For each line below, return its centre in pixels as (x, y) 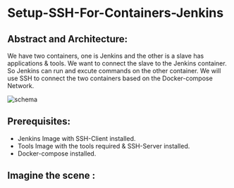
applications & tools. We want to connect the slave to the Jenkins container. (117, 63)
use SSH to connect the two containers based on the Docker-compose (110, 78)
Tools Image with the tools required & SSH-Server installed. (104, 146)
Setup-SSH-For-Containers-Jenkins (116, 13)
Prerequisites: (39, 121)
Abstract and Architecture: (68, 39)
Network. (21, 86)
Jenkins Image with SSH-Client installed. (76, 138)
